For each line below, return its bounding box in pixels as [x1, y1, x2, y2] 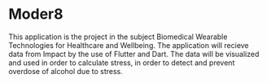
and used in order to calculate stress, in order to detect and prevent [8, 58, 235, 68]
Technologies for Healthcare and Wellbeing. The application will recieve [8, 40, 250, 50]
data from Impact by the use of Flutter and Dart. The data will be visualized [8, 49, 260, 59]
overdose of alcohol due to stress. [8, 66, 124, 76]
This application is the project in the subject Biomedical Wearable [8, 32, 228, 41]
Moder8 [8, 5, 63, 24]
